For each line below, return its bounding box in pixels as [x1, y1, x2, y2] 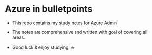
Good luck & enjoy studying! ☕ [12, 44, 75, 50]
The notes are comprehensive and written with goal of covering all [12, 29, 148, 35]
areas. [12, 34, 26, 40]
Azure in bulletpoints [5, 3, 93, 15]
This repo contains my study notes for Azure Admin [12, 20, 117, 26]
